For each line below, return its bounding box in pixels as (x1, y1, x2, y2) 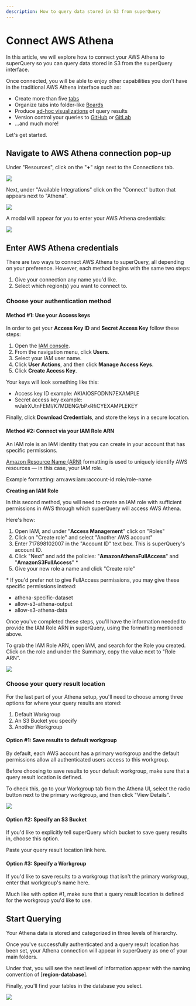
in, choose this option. (6, 835, 60, 842)
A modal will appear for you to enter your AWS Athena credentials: (6, 215, 166, 222)
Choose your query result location (6, 680, 105, 688)
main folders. (6, 953, 38, 961)
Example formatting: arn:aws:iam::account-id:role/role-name (6, 475, 152, 482)
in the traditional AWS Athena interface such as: (6, 83, 121, 90)
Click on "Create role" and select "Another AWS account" (14, 534, 153, 541)
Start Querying (6, 914, 61, 924)
